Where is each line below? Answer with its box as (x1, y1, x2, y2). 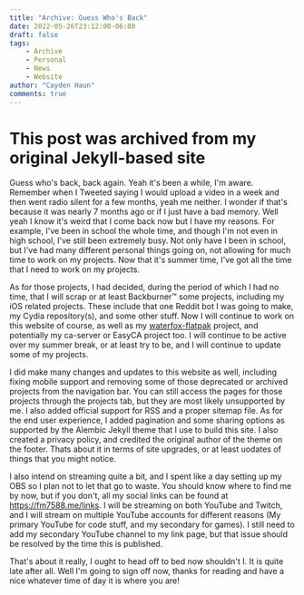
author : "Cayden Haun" (9, 81, 95, 90)
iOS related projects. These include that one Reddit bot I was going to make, (9, 301, 294, 312)
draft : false (9, 30, 59, 39)
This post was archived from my (9, 128, 257, 149)
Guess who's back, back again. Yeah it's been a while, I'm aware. (9, 178, 254, 189)
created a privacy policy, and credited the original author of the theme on (9, 434, 283, 445)
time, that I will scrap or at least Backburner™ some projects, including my (9, 291, 285, 302)
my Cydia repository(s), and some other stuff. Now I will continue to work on (9, 310, 295, 322)
